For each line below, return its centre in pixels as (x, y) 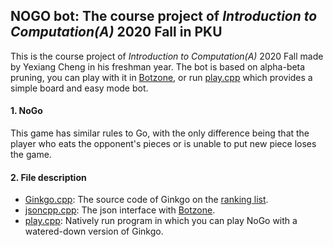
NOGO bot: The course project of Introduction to (164, 16)
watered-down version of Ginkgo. (94, 231)
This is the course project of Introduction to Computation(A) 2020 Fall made (167, 56)
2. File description (48, 177)
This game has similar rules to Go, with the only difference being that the (160, 133)
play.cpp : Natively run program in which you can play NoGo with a (161, 221)
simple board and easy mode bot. (79, 88)
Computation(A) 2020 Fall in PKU (116, 32)
